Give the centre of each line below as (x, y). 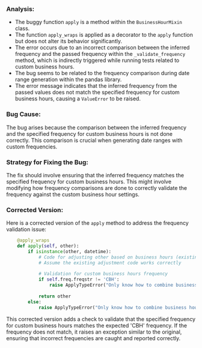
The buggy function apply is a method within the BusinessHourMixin (98, 22)
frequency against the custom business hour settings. (73, 194)
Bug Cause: (23, 114)
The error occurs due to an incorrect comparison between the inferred (102, 47)
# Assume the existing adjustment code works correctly (110, 263)
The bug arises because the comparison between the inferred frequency (96, 127)
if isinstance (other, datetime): (70, 251)
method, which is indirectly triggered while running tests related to (97, 60)
